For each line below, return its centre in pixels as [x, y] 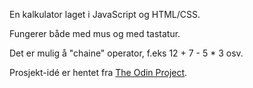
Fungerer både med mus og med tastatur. [95, 33]
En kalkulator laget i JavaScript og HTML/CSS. [105, 14]
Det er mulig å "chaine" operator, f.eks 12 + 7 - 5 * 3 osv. [126, 53]
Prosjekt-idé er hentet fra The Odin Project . [98, 72]
